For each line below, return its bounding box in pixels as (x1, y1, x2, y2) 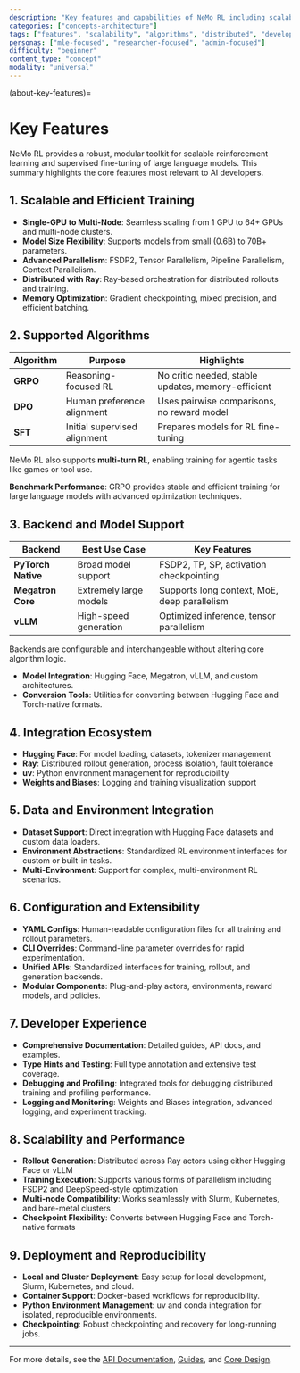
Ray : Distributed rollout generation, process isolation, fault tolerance (21, 758, 274, 769)
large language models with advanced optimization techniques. (9, 491, 243, 502)
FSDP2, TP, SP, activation (159, 559, 267, 571)
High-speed (77, 610, 129, 622)
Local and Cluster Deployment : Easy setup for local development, (21, 1271, 267, 1282)
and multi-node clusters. (21, 226, 113, 237)
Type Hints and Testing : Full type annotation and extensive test (21, 1059, 257, 1069)
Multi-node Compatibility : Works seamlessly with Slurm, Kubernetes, (21, 1194, 279, 1204)
